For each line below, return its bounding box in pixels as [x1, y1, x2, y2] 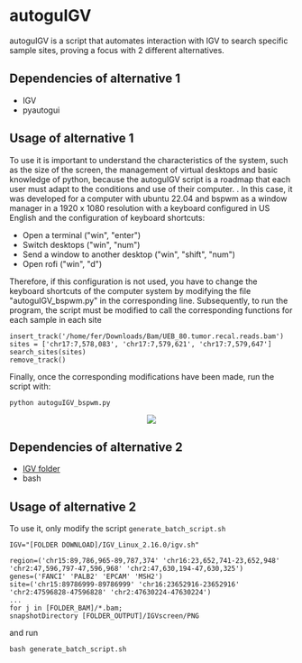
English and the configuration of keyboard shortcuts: [9, 212, 206, 223]
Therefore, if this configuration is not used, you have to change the [9, 276, 258, 287]
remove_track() [9, 355, 67, 364]
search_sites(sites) [9, 347, 87, 356]
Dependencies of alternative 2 [9, 439, 183, 455]
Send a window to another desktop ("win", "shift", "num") [22, 249, 236, 260]
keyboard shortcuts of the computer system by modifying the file [9, 285, 252, 296]
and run [9, 628, 39, 639]
